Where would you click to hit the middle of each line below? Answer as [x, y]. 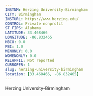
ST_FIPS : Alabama [23, 28]
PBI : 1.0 [14, 47]
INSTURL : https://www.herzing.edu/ [42, 19]
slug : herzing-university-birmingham [44, 70]
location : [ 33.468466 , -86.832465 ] [42, 74]
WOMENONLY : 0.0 [21, 56]
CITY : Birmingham [23, 14]
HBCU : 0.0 [15, 42]
